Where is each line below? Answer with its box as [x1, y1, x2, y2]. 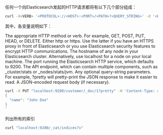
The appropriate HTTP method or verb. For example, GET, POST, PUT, [5, 33, 146, 39]
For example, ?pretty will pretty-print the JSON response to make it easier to [5, 74, 158, 80]
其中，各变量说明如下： [5, 23, 52, 29]
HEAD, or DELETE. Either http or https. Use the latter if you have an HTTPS [5, 38, 154, 44]
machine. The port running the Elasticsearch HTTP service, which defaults [5, 59, 154, 64]
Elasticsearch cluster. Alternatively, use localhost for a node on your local [5, 53, 152, 59]
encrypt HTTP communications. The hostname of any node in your [5, 48, 139, 54]
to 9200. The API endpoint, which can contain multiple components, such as [5, 63, 158, 69]
